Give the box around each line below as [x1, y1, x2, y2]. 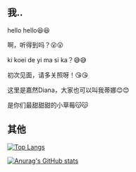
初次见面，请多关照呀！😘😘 [7, 70, 89, 79]
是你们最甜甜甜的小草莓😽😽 [7, 101, 89, 109]
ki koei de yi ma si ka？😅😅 [7, 55, 87, 64]
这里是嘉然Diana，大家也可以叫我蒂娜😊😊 [7, 86, 130, 94]
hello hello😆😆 [7, 25, 51, 34]
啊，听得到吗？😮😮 [7, 40, 64, 49]
